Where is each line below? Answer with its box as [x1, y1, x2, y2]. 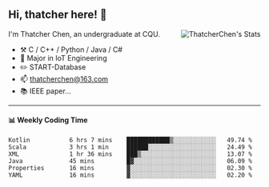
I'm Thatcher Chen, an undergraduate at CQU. [8, 29, 160, 38]
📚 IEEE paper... [19, 86, 72, 96]
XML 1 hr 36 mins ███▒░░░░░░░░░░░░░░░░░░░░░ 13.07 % [8, 150, 252, 158]
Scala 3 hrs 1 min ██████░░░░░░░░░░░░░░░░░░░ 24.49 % [8, 143, 252, 152]
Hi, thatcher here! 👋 [8, 8, 107, 22]
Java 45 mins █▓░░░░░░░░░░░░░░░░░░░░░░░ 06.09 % [8, 157, 252, 165]
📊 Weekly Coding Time [8, 115, 88, 125]
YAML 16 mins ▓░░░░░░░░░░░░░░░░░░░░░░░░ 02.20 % [8, 171, 252, 180]
